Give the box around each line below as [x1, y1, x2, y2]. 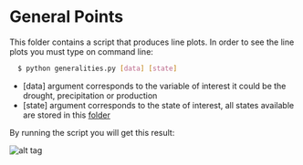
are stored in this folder [22, 109, 111, 120]
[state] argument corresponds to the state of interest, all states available [22, 99, 295, 110]
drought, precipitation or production [22, 89, 158, 101]
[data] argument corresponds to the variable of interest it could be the [22, 80, 287, 91]
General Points [9, 6, 124, 27]
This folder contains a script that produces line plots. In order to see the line [9, 36, 295, 47]
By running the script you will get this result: [9, 127, 175, 138]
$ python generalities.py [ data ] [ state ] [17, 64, 178, 73]
